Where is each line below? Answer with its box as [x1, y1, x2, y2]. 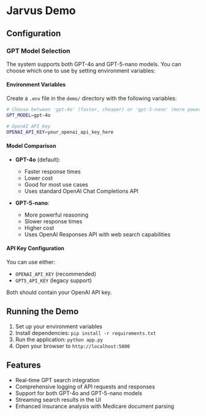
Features [6, 360, 41, 371]
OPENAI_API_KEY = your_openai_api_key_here [6, 129, 114, 135]
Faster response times [24, 168, 81, 175]
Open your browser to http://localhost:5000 [15, 342, 131, 350]
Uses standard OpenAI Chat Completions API [24, 187, 139, 195]
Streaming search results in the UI [15, 396, 101, 403]
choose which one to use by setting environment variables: [6, 67, 156, 74]
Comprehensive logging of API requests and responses [15, 383, 155, 390]
